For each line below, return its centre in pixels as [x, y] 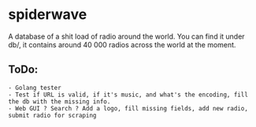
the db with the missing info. [59, 101]
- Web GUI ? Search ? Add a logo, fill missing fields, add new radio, [128, 108]
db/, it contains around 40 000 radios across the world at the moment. [122, 44]
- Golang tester [35, 88]
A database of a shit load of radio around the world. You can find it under [127, 36]
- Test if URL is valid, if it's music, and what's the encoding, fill [128, 95]
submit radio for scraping [52, 115]
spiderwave [48, 15]
